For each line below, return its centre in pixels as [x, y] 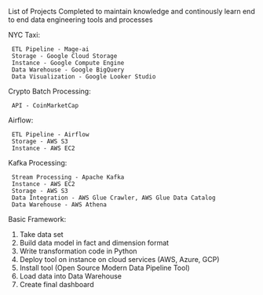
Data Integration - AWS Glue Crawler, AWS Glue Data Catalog [113, 198]
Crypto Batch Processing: [50, 91]
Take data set [42, 234]
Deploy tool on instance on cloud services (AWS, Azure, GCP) [119, 259]
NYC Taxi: [24, 35]
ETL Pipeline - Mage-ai [50, 49]
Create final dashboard [57, 284]
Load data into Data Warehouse [70, 276]
